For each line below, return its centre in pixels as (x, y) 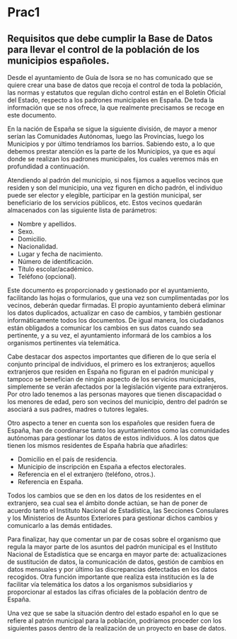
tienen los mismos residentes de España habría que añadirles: (98, 445)
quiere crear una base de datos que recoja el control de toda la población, (115, 85)
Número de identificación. (56, 261)
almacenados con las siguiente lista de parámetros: (82, 210)
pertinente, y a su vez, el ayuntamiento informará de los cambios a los (110, 335)
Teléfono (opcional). (47, 276)
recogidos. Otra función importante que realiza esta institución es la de (111, 577)
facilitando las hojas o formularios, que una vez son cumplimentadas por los (118, 298)
